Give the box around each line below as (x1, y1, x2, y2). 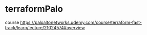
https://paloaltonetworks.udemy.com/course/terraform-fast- (20, 19, 142, 25)
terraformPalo (5, 3, 63, 15)
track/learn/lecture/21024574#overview (5, 24, 85, 30)
